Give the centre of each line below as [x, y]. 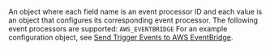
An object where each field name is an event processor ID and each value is [135, 12]
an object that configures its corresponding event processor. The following [133, 20]
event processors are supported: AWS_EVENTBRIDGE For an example [118, 29]
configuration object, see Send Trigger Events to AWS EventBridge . [121, 37]
